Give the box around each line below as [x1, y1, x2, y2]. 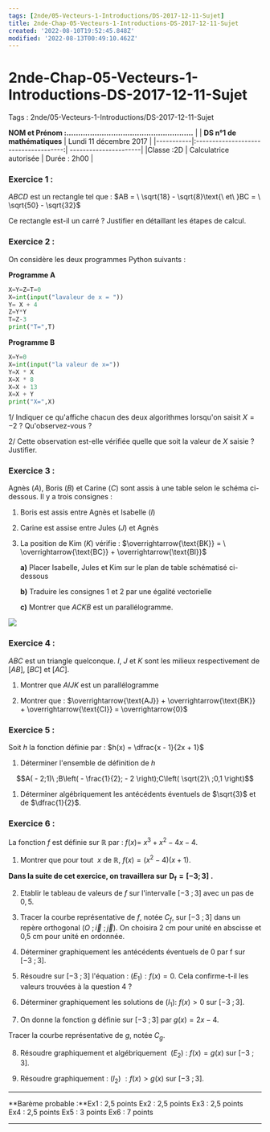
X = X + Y [8, 391, 35, 399]
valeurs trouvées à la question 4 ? [19, 982, 133, 991]
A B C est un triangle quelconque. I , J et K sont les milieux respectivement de [8, 656, 260, 666]
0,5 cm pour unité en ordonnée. [19, 932, 125, 941]
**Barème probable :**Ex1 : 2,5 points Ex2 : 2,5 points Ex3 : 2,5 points [8, 1099, 243, 1109]
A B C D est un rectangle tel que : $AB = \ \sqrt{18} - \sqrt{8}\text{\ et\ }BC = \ [8, 192, 261, 202]
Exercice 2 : [8, 236, 55, 248]
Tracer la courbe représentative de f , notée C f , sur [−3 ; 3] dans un [19, 913, 241, 925]
